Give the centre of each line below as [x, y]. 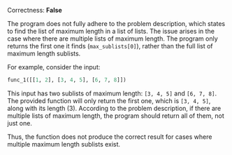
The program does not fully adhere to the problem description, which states [116, 23]
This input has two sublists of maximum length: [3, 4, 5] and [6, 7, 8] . [112, 93]
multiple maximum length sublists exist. [64, 144]
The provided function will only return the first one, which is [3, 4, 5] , [109, 100]
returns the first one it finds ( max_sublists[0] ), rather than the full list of [110, 46]
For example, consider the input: [54, 67]
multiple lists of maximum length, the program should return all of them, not [116, 116]
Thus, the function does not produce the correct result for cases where [110, 137]
